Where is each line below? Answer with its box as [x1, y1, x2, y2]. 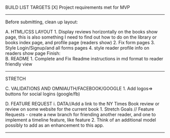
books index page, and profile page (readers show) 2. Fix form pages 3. [5, 40, 155, 45]
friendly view [5, 61, 32, 67]
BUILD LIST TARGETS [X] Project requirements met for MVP [5, 5, 131, 10]
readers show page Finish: [5, 50, 61, 56]
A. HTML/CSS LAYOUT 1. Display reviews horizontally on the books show [5, 29, 158, 34]
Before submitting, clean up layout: [5, 19, 78, 25]
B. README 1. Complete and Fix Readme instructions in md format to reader [5, 56, 163, 61]
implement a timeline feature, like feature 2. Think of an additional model [5, 117, 156, 123]
